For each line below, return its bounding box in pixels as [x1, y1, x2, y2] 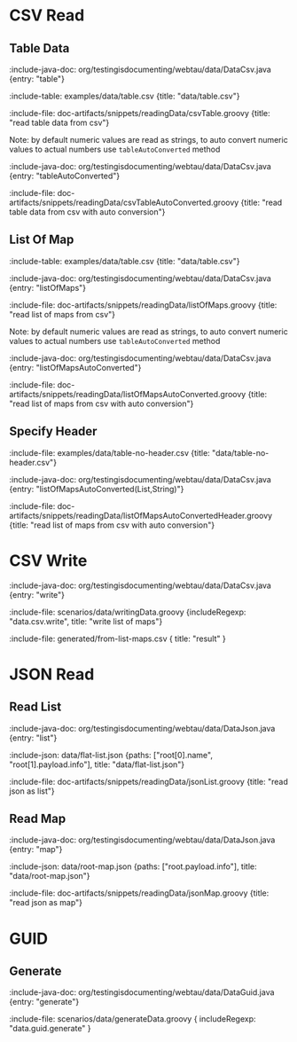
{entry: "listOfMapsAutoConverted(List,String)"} [9, 483, 184, 494]
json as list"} [9, 786, 55, 796]
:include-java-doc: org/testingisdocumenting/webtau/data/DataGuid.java [9, 987, 275, 998]
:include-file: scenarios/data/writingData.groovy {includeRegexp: [9, 607, 246, 617]
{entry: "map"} [9, 844, 63, 855]
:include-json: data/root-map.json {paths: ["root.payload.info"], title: [9, 861, 257, 872]
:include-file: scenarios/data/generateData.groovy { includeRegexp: [9, 1014, 256, 1024]
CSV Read [9, 5, 85, 26]
